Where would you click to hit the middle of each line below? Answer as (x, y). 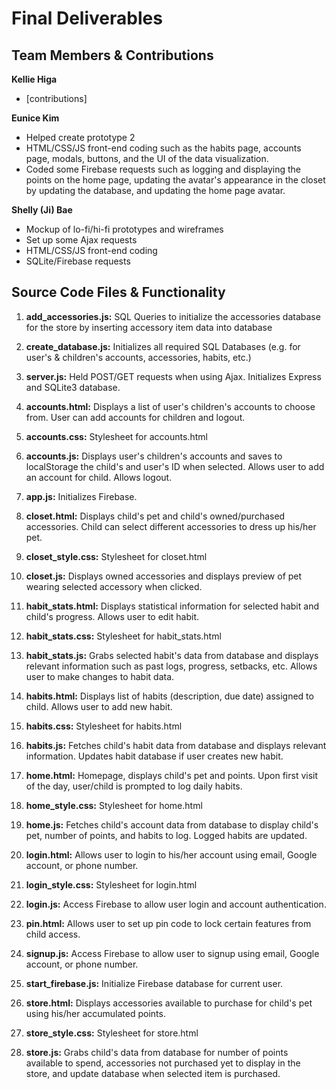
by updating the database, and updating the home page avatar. (155, 190)
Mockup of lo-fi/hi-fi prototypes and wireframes (124, 229)
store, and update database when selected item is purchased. (153, 1073)
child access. (53, 934)
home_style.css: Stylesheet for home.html (114, 805)
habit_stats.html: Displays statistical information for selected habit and (172, 606)
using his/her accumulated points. (95, 1013)
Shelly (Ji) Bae (42, 210)
